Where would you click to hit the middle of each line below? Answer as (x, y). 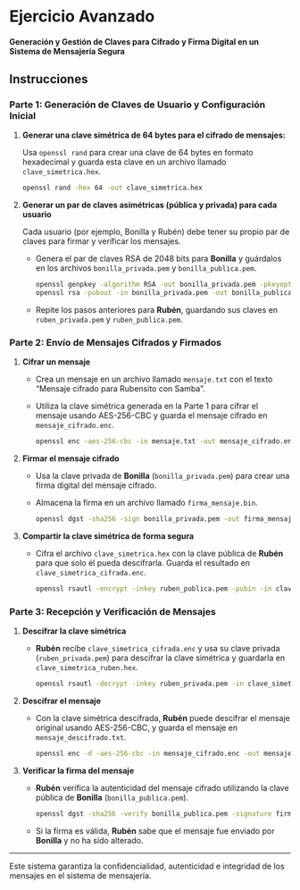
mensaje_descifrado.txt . (81, 737)
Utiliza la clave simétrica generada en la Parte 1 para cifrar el (147, 406)
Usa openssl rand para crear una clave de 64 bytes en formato (138, 153)
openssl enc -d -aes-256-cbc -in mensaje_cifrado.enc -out (148, 754)
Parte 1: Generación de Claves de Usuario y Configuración (137, 105)
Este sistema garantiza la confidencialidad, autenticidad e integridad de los (147, 866)
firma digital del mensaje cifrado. (96, 485)
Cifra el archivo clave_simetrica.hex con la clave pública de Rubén (159, 554)
